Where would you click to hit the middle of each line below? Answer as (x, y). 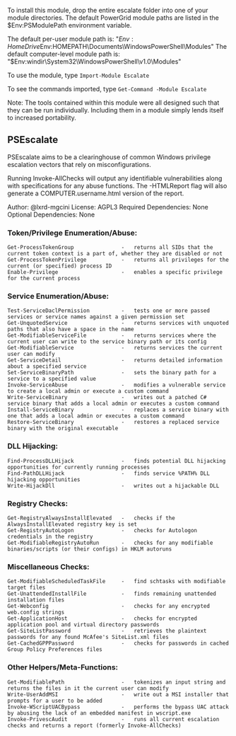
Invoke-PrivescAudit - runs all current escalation (113, 719)
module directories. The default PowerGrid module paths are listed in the (113, 18)
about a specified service (47, 367)
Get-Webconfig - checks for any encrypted (109, 606)
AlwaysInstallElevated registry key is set (72, 524)
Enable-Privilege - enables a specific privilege (115, 272)
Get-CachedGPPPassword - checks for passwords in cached (118, 643)
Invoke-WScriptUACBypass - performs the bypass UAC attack (118, 707)
